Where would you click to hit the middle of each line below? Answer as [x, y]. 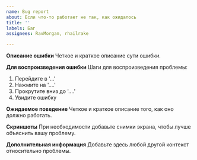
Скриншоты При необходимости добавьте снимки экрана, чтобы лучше [99, 127]
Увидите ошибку [36, 98]
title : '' [18, 23]
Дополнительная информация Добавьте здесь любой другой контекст [98, 145]
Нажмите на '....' [35, 85]
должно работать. [29, 116]
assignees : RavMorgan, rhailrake [47, 34]
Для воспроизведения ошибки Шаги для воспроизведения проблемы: [97, 67]
